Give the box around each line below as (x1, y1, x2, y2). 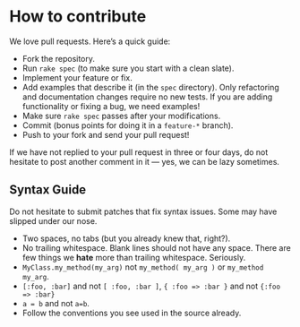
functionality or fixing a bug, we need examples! (21, 100, 201, 111)
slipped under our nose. (9, 215, 98, 226)
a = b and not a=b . (21, 297, 90, 308)
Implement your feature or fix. (21, 72, 133, 82)
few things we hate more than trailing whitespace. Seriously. (21, 252, 246, 262)
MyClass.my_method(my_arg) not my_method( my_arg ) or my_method (21, 262, 264, 272)
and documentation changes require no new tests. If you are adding (21, 91, 273, 102)
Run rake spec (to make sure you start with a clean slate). (21, 63, 235, 73)
